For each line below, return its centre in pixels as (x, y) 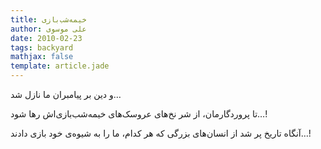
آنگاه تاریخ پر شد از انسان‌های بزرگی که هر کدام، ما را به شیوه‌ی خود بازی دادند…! (161, 133)
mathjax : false (42, 57)
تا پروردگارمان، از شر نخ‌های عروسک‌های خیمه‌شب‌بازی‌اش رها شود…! (139, 114)
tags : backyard (42, 47)
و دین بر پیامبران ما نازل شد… (66, 94)
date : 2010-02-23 (46, 38)
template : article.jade (60, 66)
